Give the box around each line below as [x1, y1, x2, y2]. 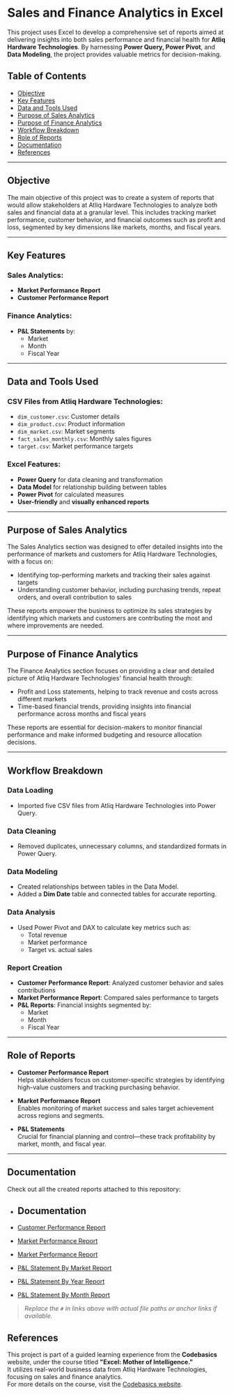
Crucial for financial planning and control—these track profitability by [17, 1132, 216, 1140]
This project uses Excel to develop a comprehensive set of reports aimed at [7, 28, 224, 36]
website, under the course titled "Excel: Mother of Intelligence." [7, 1358, 194, 1366]
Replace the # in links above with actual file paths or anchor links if [24, 1304, 217, 1313]
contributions [17, 986, 56, 995]
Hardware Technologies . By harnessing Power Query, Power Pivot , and [7, 42, 216, 51]
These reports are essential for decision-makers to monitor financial [7, 723, 203, 732]
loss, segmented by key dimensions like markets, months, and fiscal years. [7, 223, 221, 231]
